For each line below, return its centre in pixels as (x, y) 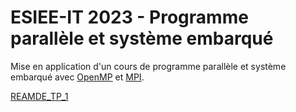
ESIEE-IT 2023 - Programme (129, 17)
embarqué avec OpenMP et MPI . (77, 77)
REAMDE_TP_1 (39, 96)
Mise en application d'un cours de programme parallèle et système (148, 66)
